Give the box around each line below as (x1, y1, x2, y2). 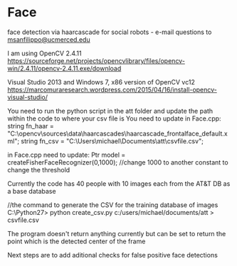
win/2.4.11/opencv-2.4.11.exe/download (7, 64, 122, 72)
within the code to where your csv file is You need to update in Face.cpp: (7, 114, 222, 123)
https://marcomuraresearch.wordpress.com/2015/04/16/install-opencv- (7, 85, 217, 94)
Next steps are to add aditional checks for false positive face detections (7, 250, 218, 259)
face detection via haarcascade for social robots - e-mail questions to (7, 28, 212, 36)
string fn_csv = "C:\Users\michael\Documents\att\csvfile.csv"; (21, 136, 204, 145)
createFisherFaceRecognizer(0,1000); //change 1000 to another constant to (7, 157, 229, 167)
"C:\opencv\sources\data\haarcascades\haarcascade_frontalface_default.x (7, 129, 228, 138)
